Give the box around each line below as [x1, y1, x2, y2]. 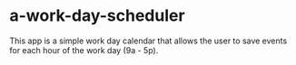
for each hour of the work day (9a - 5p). [9, 44, 159, 55]
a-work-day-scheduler [9, 5, 185, 26]
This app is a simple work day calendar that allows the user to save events [9, 35, 288, 46]
